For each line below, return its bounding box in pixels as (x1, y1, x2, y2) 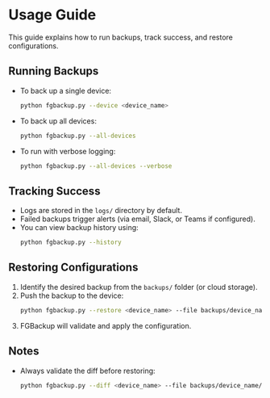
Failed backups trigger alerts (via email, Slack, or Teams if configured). (19, 214, 255, 224)
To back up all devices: (19, 115, 97, 126)
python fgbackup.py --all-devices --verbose (19, 161, 172, 170)
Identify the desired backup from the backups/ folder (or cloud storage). (19, 282, 258, 291)
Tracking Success (8, 184, 101, 198)
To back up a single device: (19, 86, 111, 95)
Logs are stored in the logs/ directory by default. (19, 206, 183, 216)
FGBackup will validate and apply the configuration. (19, 320, 192, 330)
